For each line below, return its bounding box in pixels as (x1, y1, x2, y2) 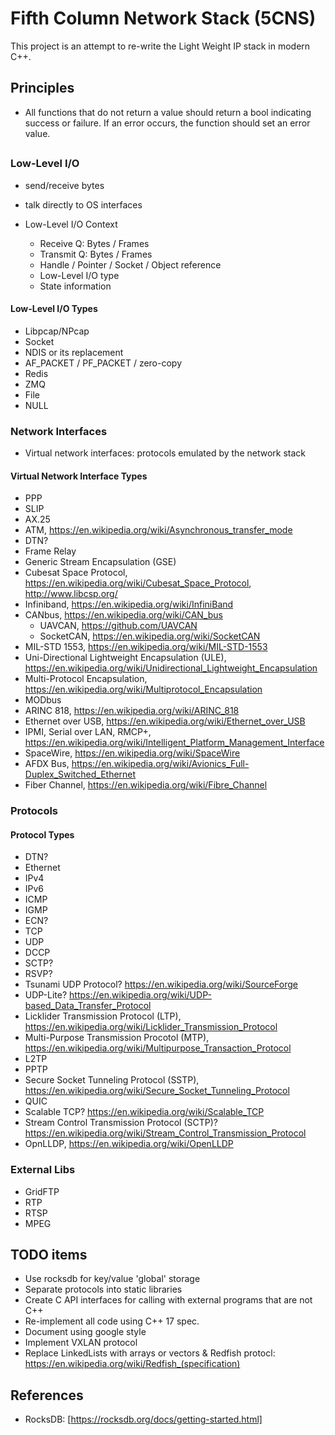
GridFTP (24, 1185, 60, 1197)
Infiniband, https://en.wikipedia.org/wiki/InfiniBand (24, 598, 234, 611)
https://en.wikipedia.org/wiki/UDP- (69, 989, 212, 1001)
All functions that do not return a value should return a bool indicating (24, 106, 312, 118)
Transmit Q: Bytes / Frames (39, 248, 153, 260)
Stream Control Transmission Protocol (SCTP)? (24, 1117, 218, 1129)
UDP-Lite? (24, 989, 68, 1001)
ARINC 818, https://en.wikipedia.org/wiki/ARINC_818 (24, 705, 240, 717)
